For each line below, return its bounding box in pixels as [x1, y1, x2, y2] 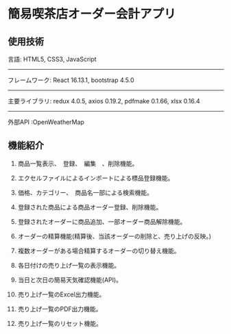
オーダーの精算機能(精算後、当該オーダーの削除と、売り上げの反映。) [17, 232, 212, 240]
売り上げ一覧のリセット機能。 [17, 319, 102, 327]
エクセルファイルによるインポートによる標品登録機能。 [17, 174, 174, 182]
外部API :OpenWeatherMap [8, 118, 85, 126]
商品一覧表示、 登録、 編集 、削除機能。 [17, 159, 138, 168]
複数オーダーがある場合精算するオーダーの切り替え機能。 [17, 246, 180, 255]
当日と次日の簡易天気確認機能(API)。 [17, 275, 123, 284]
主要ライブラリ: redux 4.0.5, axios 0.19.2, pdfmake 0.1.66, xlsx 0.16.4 [8, 97, 201, 105]
